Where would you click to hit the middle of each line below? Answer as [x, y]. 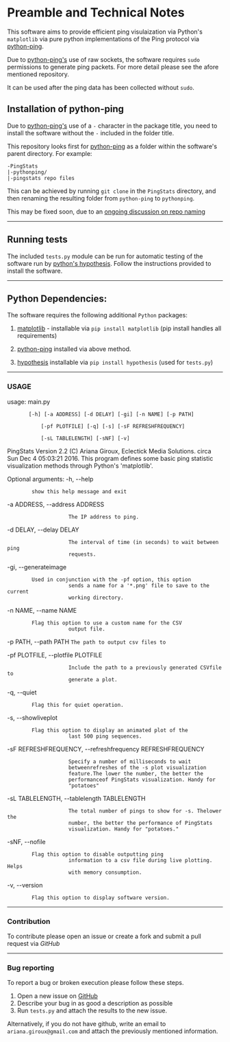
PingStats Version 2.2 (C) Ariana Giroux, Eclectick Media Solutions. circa [109, 451]
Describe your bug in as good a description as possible [95, 1004]
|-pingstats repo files [41, 178]
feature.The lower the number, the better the [136, 773]
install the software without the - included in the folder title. [91, 133]
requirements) [37, 336]
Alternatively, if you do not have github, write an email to [87, 1024]
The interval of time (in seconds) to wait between [143, 542]
